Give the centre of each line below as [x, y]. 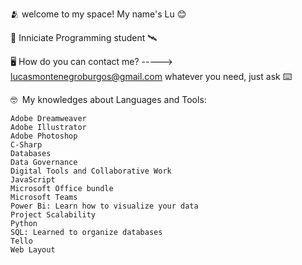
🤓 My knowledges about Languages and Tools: [108, 99]
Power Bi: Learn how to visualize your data [104, 206]
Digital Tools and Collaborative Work [91, 171]
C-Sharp [26, 145]
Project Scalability [53, 215]
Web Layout [33, 250]
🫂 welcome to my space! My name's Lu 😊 [98, 14]
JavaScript [33, 180]
